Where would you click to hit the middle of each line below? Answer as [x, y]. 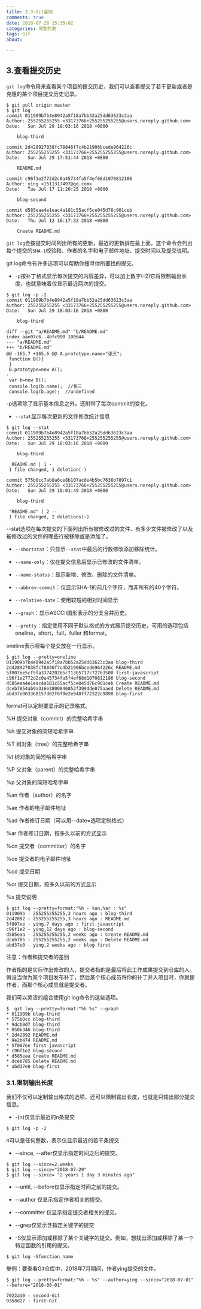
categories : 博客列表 [31, 28]
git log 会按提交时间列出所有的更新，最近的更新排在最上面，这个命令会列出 [100, 243]
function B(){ [26, 359]
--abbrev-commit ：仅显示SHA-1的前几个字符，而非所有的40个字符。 [98, 587]
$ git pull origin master [38, 105]
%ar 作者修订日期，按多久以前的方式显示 [57, 833]
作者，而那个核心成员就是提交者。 [48, 984]
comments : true [25, 17]
